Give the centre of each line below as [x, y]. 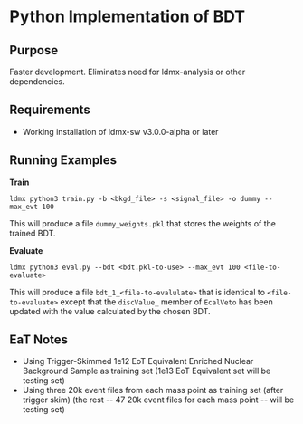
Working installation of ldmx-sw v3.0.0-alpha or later [120, 131]
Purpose [34, 50]
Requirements [50, 110]
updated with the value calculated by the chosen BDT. [110, 311]
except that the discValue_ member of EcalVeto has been [167, 302]
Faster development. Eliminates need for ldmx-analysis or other [128, 72]
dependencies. [37, 82]
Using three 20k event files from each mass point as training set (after [153, 390]
